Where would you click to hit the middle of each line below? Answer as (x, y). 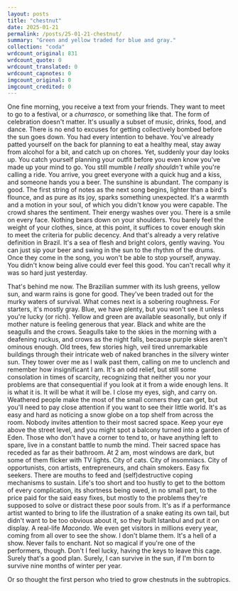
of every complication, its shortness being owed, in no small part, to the (112, 490)
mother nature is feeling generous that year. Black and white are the (107, 325)
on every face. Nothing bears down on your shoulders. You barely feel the (115, 220)
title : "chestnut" (34, 21)
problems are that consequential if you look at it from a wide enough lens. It (118, 385)
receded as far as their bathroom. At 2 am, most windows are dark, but (111, 452)
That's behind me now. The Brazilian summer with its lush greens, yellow (114, 287)
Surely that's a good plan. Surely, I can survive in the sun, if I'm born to (111, 558)
